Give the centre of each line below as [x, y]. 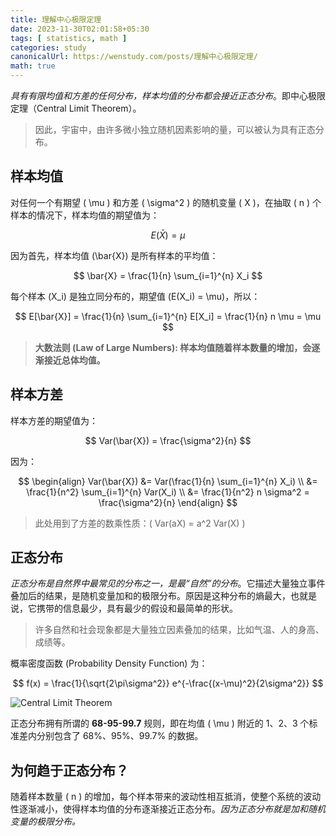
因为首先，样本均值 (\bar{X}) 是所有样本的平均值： [114, 255]
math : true [33, 66]
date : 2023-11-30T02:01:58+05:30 [80, 29]
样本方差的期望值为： [54, 420]
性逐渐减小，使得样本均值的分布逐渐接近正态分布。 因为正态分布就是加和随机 [168, 809]
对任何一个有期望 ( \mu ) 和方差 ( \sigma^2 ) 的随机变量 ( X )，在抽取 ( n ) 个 [166, 202]
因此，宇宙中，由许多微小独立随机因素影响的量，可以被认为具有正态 [175, 129]
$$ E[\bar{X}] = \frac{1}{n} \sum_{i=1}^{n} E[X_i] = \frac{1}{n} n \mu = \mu [168, 316]
